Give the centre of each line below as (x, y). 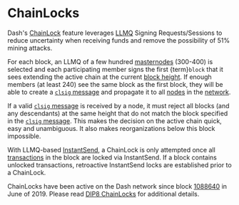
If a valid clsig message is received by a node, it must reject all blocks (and (118, 105)
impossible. (24, 136)
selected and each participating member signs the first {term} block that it (115, 69)
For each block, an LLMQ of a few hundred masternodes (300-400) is (110, 61)
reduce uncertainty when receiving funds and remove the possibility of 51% (119, 40)
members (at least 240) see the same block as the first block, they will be (115, 84)
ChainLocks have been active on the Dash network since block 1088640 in (117, 186)
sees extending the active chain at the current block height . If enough (110, 77)
